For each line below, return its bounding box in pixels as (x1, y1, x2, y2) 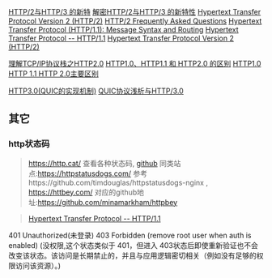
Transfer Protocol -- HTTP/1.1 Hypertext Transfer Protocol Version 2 (8, 33, 235, 43)
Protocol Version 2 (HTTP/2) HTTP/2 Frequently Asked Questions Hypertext (8, 16, 262, 26)
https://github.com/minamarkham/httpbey (37, 197, 178, 207)
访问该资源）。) (15, 260, 62, 270)
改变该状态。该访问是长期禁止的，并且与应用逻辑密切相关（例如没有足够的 (8, 250, 257, 260)
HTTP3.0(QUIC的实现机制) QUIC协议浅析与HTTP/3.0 (8, 86, 184, 96)
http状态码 (8, 139, 50, 150)
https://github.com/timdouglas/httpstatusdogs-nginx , (28, 177, 209, 187)
